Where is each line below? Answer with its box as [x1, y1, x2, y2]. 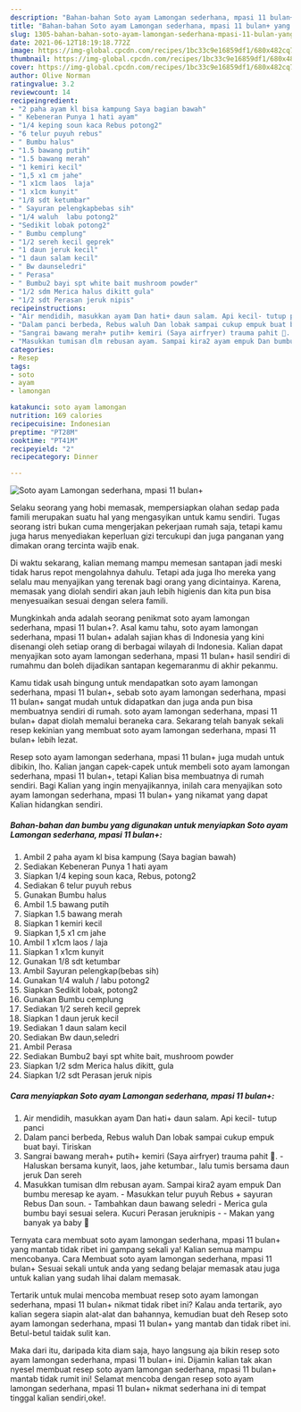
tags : [10, 362, 30, 371]
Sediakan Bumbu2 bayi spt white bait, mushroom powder [22, 1051, 234, 1062]
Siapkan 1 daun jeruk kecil [22, 1013, 119, 1023]
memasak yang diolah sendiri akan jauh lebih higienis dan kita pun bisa [10, 586, 272, 597]
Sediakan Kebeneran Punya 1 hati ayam [22, 861, 169, 872]
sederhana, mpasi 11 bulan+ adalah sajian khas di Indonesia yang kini [10, 631, 264, 643]
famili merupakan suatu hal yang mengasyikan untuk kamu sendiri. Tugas [10, 512, 280, 522]
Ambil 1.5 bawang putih [22, 899, 110, 910]
